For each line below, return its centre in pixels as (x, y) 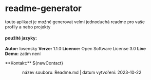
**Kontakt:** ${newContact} (34, 63)
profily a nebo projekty (28, 27)
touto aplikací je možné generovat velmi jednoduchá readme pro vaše (75, 22)
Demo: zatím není (23, 54)
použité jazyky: (21, 38)
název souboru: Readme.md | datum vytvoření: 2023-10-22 (82, 72)
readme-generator (43, 8)
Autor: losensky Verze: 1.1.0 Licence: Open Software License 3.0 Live (75, 49)
